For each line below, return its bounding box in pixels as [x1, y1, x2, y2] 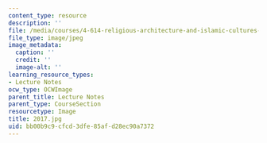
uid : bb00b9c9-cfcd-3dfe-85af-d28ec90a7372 [8, 122, 155, 130]
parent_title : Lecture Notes [8, 93, 105, 101]
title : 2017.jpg [8, 115, 62, 123]
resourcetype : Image [8, 108, 77, 116]
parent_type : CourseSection [8, 100, 102, 108]
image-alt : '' [15, 64, 62, 71]
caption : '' [15, 48, 56, 56]
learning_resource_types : [8, 71, 94, 79]
